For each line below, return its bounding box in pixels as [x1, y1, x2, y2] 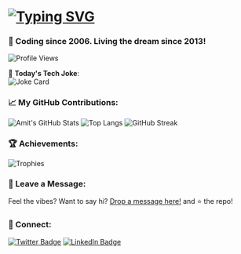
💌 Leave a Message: [8, 179, 86, 189]
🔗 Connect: [8, 220, 52, 230]
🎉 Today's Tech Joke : [8, 69, 80, 78]
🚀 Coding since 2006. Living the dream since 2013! [8, 36, 206, 47]
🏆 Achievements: [8, 138, 79, 149]
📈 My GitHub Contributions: [8, 97, 119, 108]
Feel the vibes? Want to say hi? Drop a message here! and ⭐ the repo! [8, 197, 233, 206]
